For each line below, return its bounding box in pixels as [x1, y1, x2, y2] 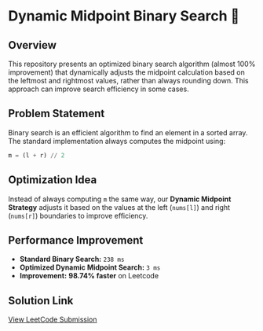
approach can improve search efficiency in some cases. [8, 84, 190, 94]
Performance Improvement [8, 234, 144, 247]
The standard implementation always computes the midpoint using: [8, 136, 226, 145]
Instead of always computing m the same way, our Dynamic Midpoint [8, 194, 232, 204]
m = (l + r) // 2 [8, 151, 65, 160]
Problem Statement [8, 107, 105, 120]
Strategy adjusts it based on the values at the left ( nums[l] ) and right [8, 202, 230, 211]
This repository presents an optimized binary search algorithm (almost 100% [8, 59, 256, 68]
